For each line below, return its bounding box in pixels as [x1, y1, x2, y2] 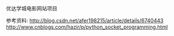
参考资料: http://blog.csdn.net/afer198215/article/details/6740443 [6, 17, 163, 24]
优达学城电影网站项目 [6, 5, 57, 11]
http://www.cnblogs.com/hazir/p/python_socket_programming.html [6, 23, 168, 30]
